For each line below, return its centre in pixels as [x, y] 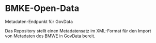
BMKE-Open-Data [42, 8]
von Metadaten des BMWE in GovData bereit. [50, 36]
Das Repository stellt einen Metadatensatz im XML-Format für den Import [78, 31]
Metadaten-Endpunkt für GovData [39, 21]
